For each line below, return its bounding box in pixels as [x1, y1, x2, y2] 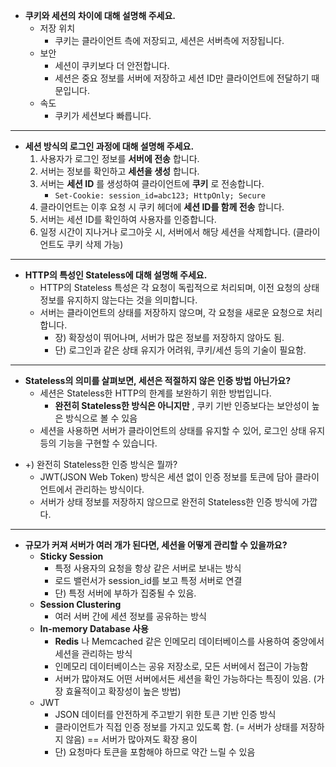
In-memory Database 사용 [39, 623, 149, 634]
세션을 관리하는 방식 [54, 648, 133, 659]
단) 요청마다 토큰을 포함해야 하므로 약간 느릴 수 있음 [54, 746, 256, 758]
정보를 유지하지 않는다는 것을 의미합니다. [39, 294, 198, 306]
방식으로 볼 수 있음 [65, 412, 138, 424]
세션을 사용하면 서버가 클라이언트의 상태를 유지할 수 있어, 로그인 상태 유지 [39, 425, 326, 436]
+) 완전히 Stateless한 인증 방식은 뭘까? [24, 459, 178, 470]
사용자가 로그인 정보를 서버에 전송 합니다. [39, 153, 200, 164]
